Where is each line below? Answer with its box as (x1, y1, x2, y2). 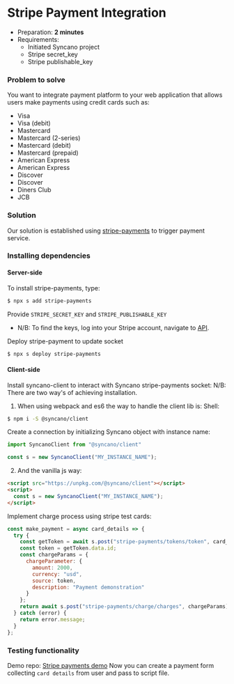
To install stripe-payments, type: (7, 283, 100, 292)
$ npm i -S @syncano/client (7, 415, 89, 422)
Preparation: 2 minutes (17, 28, 84, 36)
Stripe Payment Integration (7, 5, 166, 21)
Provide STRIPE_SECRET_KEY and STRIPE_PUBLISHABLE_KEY (7, 310, 167, 318)
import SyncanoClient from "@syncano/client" (7, 441, 141, 449)
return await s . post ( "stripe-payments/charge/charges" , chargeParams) (19, 603, 229, 610)
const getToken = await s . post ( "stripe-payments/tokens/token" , (19, 538, 210, 545)
